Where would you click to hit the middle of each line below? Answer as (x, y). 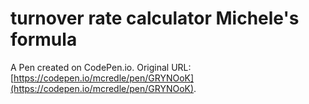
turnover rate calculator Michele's (155, 18)
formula (44, 39)
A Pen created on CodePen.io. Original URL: (101, 67)
